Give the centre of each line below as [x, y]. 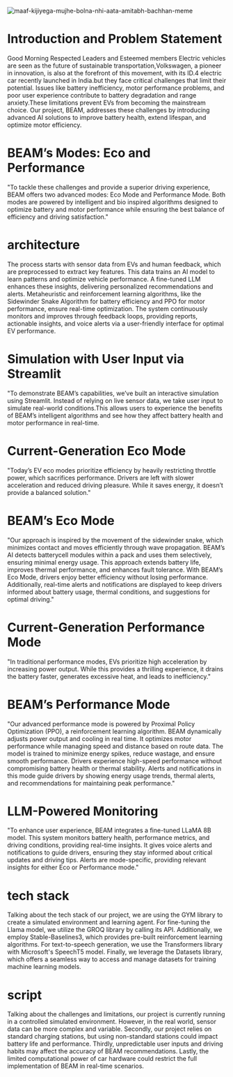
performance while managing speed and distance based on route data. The [115, 746]
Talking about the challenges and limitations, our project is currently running [116, 1014]
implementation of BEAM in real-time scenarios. [76, 1066]
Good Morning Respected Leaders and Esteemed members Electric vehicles [116, 58]
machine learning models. [44, 967]
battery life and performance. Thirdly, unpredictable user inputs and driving [115, 1044]
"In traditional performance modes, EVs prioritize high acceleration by [107, 662]
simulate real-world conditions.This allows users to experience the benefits [115, 408]
